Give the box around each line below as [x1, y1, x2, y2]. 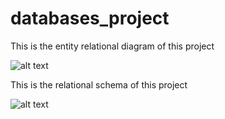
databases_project [10, 7, 170, 30]
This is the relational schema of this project [10, 78, 188, 91]
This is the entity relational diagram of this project [10, 40, 215, 52]
